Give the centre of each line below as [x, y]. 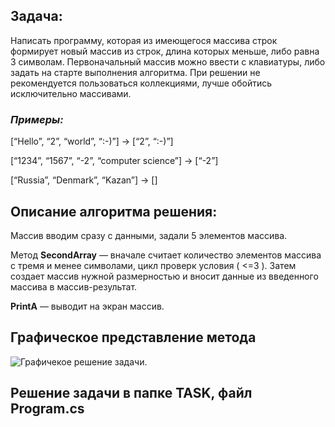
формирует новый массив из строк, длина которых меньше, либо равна [165, 51]
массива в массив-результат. [74, 286]
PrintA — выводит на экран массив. [87, 306]
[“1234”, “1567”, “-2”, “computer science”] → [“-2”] [114, 161]
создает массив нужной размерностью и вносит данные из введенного [164, 276]
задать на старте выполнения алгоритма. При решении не [135, 72]
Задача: [36, 16]
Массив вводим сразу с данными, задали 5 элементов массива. [149, 235]
